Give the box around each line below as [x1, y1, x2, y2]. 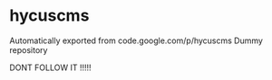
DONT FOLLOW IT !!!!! [9, 62, 92, 73]
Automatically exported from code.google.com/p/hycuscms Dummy [9, 35, 263, 46]
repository [9, 44, 48, 55]
